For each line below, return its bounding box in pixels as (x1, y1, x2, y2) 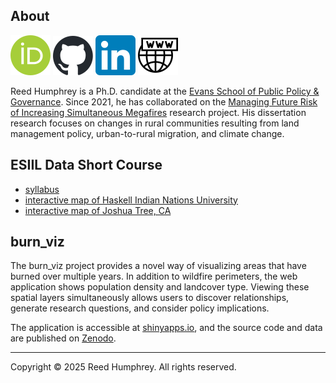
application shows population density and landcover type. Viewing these (10, 281, 310, 293)
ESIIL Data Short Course (10, 157, 163, 174)
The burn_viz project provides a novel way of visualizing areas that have (10, 260, 307, 272)
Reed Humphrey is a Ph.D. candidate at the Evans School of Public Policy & (10, 85, 320, 97)
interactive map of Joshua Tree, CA (24, 204, 172, 216)
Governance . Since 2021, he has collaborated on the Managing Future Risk (10, 95, 318, 108)
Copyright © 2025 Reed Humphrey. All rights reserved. (10, 361, 237, 373)
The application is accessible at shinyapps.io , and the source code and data (10, 322, 323, 334)
